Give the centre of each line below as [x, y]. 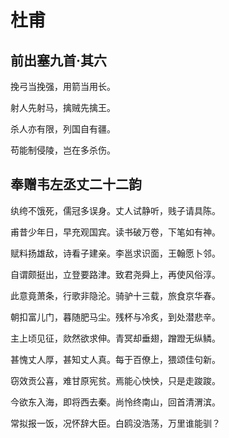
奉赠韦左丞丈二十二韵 [76, 184]
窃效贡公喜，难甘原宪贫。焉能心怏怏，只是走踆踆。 [115, 380]
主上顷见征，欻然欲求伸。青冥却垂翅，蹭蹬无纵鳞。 [115, 338]
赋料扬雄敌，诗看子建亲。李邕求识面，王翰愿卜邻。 [115, 253]
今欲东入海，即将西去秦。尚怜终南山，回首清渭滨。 [115, 402]
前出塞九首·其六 [59, 60]
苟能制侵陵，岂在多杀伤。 [63, 150]
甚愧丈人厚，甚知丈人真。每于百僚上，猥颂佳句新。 [115, 359]
